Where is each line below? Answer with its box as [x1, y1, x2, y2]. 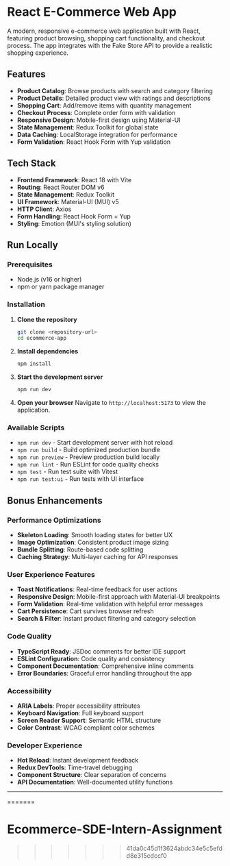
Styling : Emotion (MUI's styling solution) [16, 219, 132, 227]
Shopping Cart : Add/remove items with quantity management [16, 101, 192, 110]
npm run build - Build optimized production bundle [16, 446, 161, 454]
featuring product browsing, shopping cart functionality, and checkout [7, 34, 205, 42]
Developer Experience [7, 741, 83, 750]
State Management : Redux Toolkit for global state [16, 123, 159, 131]
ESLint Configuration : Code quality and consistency [16, 654, 166, 663]
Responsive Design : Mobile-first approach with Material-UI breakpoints [16, 593, 220, 601]
